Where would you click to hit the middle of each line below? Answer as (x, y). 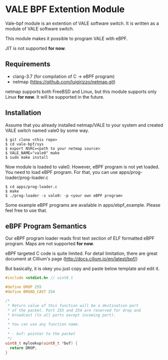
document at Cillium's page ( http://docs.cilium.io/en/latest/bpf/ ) (71, 259)
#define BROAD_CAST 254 (30, 292)
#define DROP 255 (23, 287)
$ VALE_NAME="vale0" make (32, 153)
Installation (23, 113)
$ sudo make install (27, 157)
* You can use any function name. (44, 325)
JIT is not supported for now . (36, 48)
